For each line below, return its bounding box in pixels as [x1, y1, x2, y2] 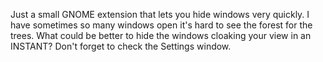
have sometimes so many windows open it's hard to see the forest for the [10, 19, 313, 31]
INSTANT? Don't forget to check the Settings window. [10, 40, 232, 52]
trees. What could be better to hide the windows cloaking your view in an [10, 30, 312, 41]
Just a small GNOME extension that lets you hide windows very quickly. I [10, 9, 310, 20]
